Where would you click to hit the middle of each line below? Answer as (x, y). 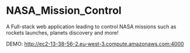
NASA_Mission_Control (64, 11)
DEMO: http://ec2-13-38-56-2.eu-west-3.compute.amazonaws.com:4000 (95, 44)
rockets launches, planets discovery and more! (62, 32)
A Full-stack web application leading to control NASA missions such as (91, 26)
